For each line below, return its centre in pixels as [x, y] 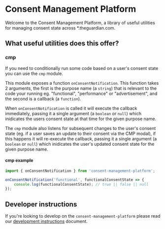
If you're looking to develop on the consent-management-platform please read [83, 216]
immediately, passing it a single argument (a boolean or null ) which [73, 113]
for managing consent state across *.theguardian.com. [60, 28]
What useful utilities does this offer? [62, 44]
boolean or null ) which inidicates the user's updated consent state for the [80, 144]
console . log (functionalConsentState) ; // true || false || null [81, 184]
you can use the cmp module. [34, 73]
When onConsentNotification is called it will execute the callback [71, 108]
